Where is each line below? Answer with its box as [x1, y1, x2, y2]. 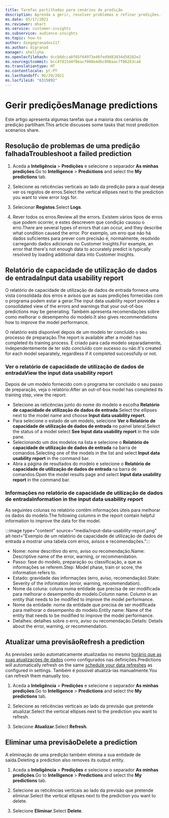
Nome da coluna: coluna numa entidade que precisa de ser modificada [12, 585, 160, 591]
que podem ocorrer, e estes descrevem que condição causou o [12, 219, 145, 225]
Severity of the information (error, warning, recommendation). [12, 580, 141, 586]
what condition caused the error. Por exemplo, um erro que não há [12, 230, 151, 236]
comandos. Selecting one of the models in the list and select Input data [12, 450, 160, 456]
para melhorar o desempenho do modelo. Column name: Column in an [12, 591, 158, 597]
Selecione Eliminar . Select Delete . [12, 807, 83, 813]
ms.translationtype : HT [5, 64, 55, 69]
